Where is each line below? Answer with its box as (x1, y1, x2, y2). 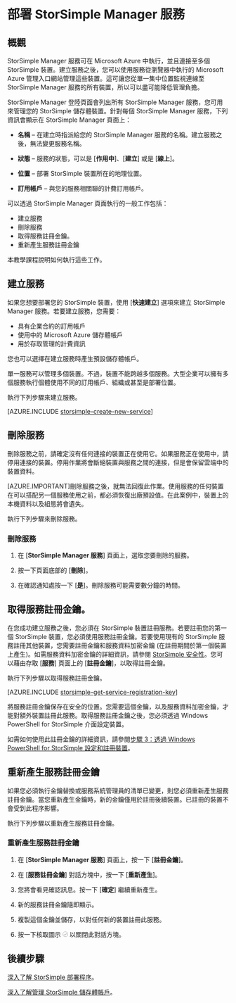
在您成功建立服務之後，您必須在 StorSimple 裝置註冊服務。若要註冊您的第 (7, 624, 221, 632)
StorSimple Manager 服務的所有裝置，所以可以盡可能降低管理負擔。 (7, 83, 204, 92)
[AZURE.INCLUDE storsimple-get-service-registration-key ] (7, 688, 178, 696)
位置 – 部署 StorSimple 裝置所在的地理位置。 (17, 170, 146, 177)
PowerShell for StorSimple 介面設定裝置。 (7, 719, 128, 728)
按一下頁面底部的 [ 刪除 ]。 (17, 566, 92, 574)
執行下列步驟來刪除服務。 (7, 515, 81, 523)
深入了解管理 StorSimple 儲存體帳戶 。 (7, 988, 117, 996)
